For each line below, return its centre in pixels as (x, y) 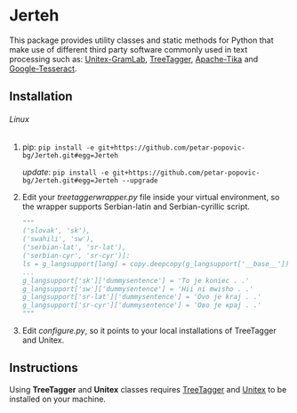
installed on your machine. (58, 399)
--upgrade (140, 180)
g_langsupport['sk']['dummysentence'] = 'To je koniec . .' (136, 280)
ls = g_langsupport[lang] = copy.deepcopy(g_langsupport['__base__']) (156, 263)
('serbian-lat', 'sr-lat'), (74, 247)
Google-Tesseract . (43, 69)
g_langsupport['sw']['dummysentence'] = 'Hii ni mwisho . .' (138, 289)
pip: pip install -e (58, 147)
